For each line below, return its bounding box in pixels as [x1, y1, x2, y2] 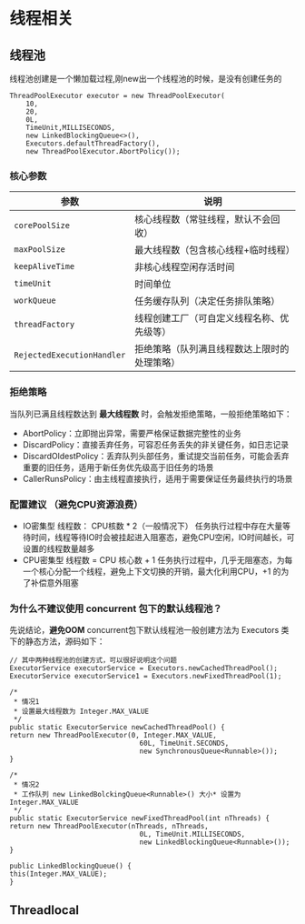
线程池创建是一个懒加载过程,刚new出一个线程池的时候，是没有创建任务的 [9, 74, 282, 84]
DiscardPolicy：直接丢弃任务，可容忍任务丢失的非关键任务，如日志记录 [22, 438, 289, 450]
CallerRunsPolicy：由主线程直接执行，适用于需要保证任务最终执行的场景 [22, 473, 293, 484]
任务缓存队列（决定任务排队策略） [134, 295, 280, 307]
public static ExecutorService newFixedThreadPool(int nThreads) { [9, 814, 271, 823]
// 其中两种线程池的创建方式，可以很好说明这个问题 [9, 656, 177, 665]
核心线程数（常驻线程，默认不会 [134, 213, 271, 226]
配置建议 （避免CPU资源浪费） [9, 497, 143, 510]
